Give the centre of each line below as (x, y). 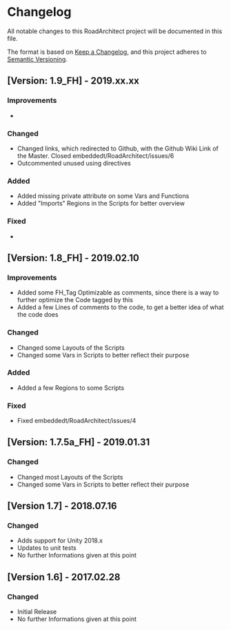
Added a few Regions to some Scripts (71, 388)
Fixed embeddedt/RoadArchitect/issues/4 (77, 421)
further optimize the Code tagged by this (75, 300)
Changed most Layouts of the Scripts (70, 477)
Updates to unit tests (47, 548)
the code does (38, 315)
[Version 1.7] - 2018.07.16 (62, 506)
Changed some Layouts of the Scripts (71, 347)
